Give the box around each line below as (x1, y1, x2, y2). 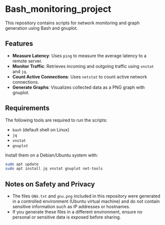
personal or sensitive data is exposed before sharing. (12, 214, 121, 220)
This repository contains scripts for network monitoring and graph (5, 20, 140, 26)
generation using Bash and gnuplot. (5, 25, 78, 31)
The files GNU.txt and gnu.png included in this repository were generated (12, 193, 161, 199)
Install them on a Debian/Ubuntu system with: (5, 152, 98, 158)
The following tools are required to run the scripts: (5, 117, 108, 123)
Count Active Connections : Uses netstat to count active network (12, 73, 147, 80)
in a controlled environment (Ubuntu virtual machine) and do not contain (12, 198, 160, 204)
